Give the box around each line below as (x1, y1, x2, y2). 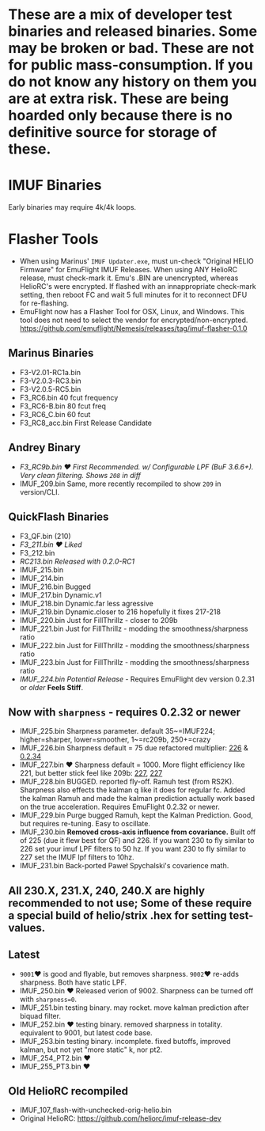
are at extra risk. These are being (8, 89, 229, 108)
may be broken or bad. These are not (8, 40, 255, 57)
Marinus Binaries (8, 347, 94, 360)
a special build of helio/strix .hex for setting (8, 909, 227, 922)
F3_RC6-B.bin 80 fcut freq (19, 401, 107, 411)
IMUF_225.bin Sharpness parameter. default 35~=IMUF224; (19, 727, 216, 736)
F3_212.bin (19, 548, 55, 557)
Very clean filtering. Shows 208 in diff (19, 470, 141, 480)
